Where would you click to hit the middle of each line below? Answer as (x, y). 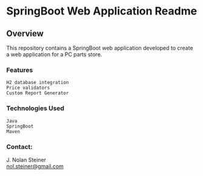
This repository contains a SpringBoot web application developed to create (100, 48)
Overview (25, 34)
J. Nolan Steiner (26, 160)
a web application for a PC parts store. (54, 54)
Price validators (28, 88)
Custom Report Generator (38, 93)
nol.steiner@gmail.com (35, 166)
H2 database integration (38, 83)
